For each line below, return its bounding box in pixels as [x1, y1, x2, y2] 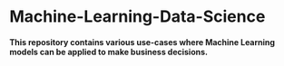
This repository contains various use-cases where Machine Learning [9, 36, 275, 47]
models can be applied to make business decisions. [9, 46, 209, 57]
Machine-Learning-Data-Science [9, 6, 266, 27]
